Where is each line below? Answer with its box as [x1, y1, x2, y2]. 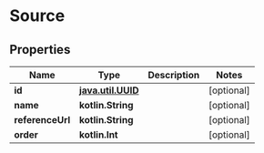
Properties [9, 42, 71, 57]
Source [9, 5, 66, 26]
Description [147, 69, 200, 81]
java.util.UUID [78, 84, 139, 97]
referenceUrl [14, 114, 71, 126]
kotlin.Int [78, 128, 118, 141]
